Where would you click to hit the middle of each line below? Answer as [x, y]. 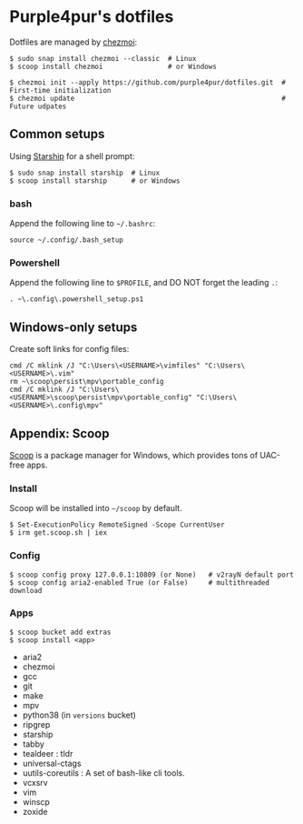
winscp [36, 801]
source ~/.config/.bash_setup [67, 240]
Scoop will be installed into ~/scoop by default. [96, 508]
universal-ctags [52, 763]
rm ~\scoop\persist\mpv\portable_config [87, 382]
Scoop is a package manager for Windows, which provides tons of [134, 455]
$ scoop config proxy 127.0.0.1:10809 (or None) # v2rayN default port [152, 575]
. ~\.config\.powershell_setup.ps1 [77, 299]
